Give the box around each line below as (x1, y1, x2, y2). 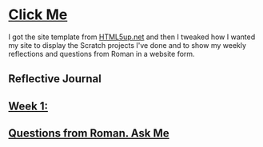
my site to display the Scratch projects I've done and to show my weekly (8, 40, 246, 50)
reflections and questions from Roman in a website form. (8, 49, 195, 58)
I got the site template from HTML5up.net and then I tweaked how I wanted (8, 32, 256, 42)
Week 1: (8, 99, 48, 113)
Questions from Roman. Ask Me (8, 126, 169, 141)
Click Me (8, 6, 68, 24)
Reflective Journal (8, 72, 102, 85)
